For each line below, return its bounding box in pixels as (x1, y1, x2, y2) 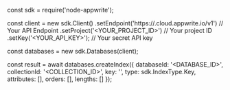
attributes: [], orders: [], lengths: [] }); (7, 75, 112, 83)
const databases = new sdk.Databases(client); (7, 47, 139, 55)
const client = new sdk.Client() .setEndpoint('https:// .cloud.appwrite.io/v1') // (7, 19, 224, 27)
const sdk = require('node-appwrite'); (7, 6, 115, 14)
